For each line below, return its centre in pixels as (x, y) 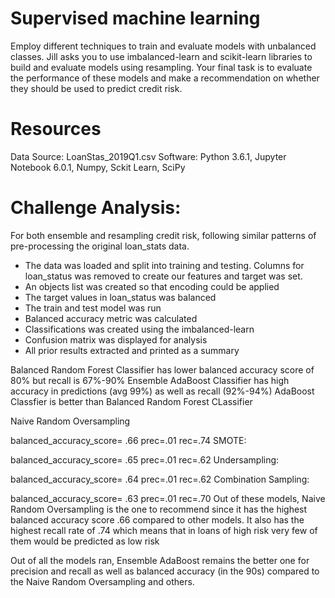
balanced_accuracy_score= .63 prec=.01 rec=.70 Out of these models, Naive (168, 498)
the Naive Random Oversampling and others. (102, 581)
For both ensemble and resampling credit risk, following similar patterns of (163, 235)
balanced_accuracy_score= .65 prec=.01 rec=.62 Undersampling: (145, 459)
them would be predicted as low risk (85, 541)
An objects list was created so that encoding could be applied (152, 286)
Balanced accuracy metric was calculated (111, 318)
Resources (56, 129)
